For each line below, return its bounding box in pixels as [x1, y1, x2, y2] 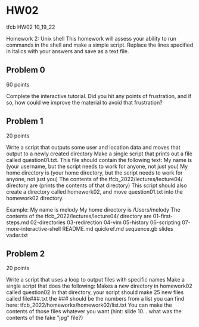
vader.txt [6, 231, 28, 239]
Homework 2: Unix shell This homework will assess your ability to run [6, 35, 177, 42]
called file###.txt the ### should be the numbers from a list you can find [6, 295, 185, 302]
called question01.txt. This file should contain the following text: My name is [6, 156, 192, 163]
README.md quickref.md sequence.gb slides [62, 225, 174, 232]
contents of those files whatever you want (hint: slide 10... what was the [6, 308, 182, 315]
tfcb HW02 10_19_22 [6, 23, 55, 30]
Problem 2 [6, 249, 45, 259]
